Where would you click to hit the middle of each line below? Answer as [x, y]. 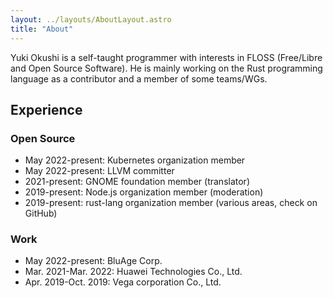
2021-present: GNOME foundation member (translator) [137, 182]
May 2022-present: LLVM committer [99, 171]
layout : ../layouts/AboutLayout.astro [91, 19]
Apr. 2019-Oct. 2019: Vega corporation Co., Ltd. [123, 282]
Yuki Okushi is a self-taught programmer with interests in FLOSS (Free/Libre [166, 57]
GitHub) [41, 213]
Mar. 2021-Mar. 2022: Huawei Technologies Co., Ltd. [133, 272]
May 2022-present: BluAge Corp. [93, 261]
